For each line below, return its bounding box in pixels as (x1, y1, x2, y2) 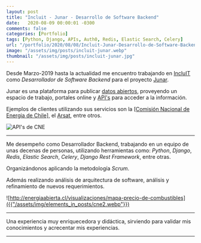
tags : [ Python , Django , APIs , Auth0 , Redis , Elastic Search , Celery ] (6, 36, 184, 42)
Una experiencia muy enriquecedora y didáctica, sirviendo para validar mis (6, 217, 191, 224)
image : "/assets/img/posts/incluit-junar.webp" (6, 48, 127, 54)
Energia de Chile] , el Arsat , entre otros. (6, 112, 102, 119)
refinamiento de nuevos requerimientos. (6, 183, 105, 190)
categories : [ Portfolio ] (6, 31, 68, 37)
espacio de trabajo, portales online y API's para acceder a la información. (6, 94, 187, 101)
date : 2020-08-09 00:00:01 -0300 (6, 20, 95, 26)
